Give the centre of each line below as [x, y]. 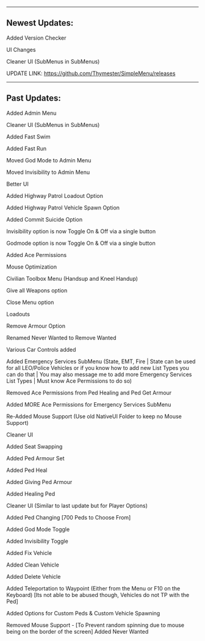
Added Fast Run [27, 148]
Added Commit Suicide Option [45, 219]
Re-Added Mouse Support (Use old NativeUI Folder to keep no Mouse [94, 416]
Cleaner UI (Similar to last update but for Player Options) [77, 505]
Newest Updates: [40, 23]
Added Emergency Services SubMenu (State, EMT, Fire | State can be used [101, 361]
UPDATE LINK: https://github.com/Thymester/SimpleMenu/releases [91, 73]
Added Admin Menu [31, 113]
